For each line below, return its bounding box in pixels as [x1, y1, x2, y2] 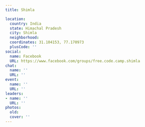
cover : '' [10, 114, 30, 119]
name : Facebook [10, 54, 42, 59]
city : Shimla [10, 31, 37, 36]
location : [5, 16, 26, 22]
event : [5, 77, 19, 82]
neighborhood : [10, 35, 39, 40]
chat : [5, 63, 17, 68]
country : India [10, 21, 42, 26]
